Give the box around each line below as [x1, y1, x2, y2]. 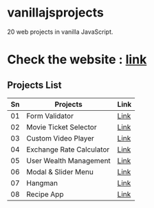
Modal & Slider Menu [26, 167, 94, 176]
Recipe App [26, 189, 64, 199]
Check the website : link [7, 52, 147, 67]
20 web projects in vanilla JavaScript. [7, 28, 113, 36]
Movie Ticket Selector [26, 122, 98, 132]
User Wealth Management [26, 156, 111, 165]
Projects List [7, 79, 62, 91]
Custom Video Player [26, 133, 95, 143]
